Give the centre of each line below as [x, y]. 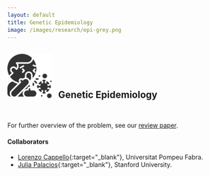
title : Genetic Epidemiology [50, 22]
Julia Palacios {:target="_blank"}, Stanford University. [95, 165]
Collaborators [28, 141]
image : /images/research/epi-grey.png [64, 30]
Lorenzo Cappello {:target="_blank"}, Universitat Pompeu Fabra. [110, 157]
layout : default [31, 15]
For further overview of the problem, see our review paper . [93, 125]
